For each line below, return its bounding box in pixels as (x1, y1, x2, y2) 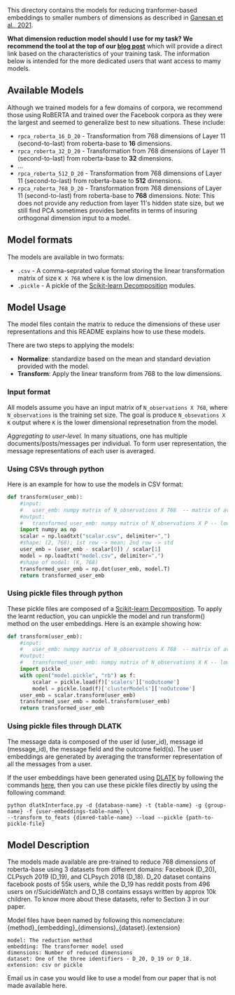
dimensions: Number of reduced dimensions (7, 949, 133, 956)
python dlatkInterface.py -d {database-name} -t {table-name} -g (7, 801, 201, 809)
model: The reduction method (7, 937, 92, 944)
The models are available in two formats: (7, 253, 124, 261)
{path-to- (185, 814, 215, 821)
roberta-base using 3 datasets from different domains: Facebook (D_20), (7, 865, 217, 874)
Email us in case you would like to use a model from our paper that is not (7, 974, 217, 982)
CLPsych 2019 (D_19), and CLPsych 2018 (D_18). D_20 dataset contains (7, 873, 211, 881)
